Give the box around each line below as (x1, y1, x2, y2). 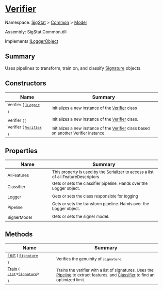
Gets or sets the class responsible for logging (52, 193, 138, 199)
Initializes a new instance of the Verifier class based (51, 125, 150, 131)
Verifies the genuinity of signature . (56, 256, 123, 261)
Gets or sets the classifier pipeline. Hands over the (52, 180, 148, 186)
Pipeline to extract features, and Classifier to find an (56, 272, 155, 277)
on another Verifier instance (51, 130, 105, 136)
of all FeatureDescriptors (52, 174, 99, 179)
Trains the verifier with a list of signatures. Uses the (56, 267, 154, 273)
